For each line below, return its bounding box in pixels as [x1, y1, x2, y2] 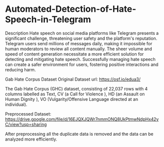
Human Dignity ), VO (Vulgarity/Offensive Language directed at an [5, 96, 139, 102]
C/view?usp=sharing [5, 121, 47, 127]
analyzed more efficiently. [5, 136, 57, 142]
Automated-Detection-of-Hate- [5, 3, 137, 15]
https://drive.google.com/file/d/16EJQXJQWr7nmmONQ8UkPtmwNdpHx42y [5, 116, 159, 122]
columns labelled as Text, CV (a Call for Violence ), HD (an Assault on [5, 91, 145, 97]
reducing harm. [5, 66, 36, 72]
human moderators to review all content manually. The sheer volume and [5, 46, 152, 52]
